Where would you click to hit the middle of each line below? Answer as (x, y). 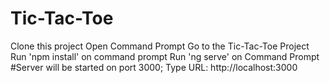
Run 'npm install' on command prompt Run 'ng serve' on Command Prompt (165, 56)
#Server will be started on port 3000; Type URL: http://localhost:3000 (154, 67)
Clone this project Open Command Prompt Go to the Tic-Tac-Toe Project (160, 46)
